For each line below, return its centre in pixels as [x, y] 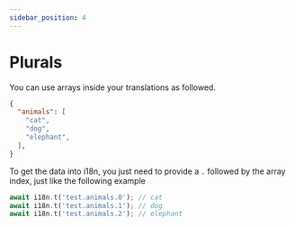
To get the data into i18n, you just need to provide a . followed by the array [147, 171]
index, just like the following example [77, 180]
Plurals [36, 62]
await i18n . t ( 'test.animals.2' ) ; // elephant [96, 214]
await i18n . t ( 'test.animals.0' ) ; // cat [86, 197]
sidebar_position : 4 [48, 18]
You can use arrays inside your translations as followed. [112, 87]
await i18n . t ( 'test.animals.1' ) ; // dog [86, 205]
